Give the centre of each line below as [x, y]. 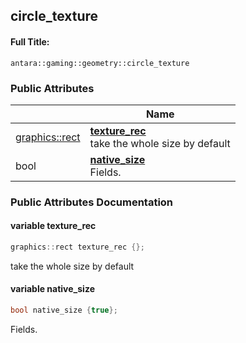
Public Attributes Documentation [92, 202]
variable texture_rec [53, 226]
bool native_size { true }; [64, 310]
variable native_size [52, 289]
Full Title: [30, 41]
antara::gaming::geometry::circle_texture [100, 63]
